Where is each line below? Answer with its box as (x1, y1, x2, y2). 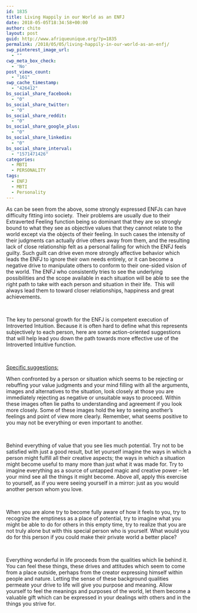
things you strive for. (6, 600, 56, 607)
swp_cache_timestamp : (6, 80, 59, 86)
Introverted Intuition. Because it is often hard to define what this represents (6, 322, 188, 329)
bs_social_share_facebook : (6, 91, 72, 97)
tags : (6, 173, 19, 179)
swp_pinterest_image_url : (6, 47, 69, 53)
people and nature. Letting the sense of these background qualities (6, 575, 169, 582)
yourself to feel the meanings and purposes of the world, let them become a (6, 587, 191, 595)
